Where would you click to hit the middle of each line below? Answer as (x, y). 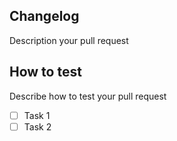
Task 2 (37, 126)
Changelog (44, 16)
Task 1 (37, 115)
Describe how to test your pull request (88, 96)
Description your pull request (69, 40)
